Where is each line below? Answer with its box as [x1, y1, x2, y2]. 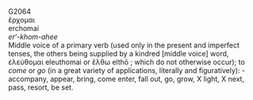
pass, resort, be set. [8, 83, 74, 92]
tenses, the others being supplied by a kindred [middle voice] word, [8, 49, 229, 58]
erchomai [8, 24, 40, 33]
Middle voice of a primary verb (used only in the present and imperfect [8, 40, 240, 50]
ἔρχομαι [8, 15, 36, 25]
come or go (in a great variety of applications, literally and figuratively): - [8, 66, 246, 75]
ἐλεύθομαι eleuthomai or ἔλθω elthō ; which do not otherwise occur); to [8, 57, 246, 67]
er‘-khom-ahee [8, 32, 58, 41]
